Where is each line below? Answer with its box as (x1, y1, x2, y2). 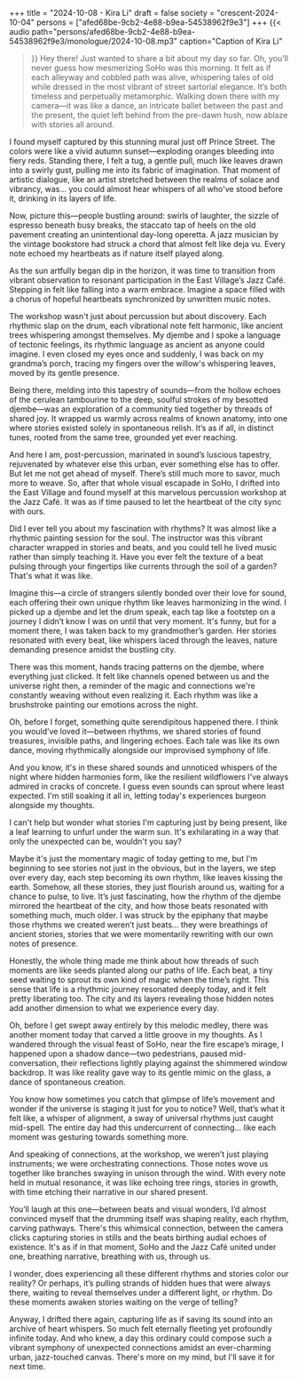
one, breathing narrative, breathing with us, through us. (9, 1251, 211, 1262)
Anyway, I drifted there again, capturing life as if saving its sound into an (9, 1314, 273, 1324)
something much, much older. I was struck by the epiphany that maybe (9, 910, 269, 920)
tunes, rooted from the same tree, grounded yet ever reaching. (9, 432, 238, 443)
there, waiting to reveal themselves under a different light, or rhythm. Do (9, 1287, 273, 1297)
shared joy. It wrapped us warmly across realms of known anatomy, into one (9, 413, 288, 423)
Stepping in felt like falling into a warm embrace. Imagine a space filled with (9, 285, 286, 294)
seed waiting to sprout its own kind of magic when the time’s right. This (9, 974, 270, 985)
